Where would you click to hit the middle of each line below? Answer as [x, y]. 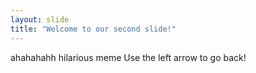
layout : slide [40, 19]
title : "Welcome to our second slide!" [93, 29]
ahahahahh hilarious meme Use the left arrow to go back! [128, 57]
